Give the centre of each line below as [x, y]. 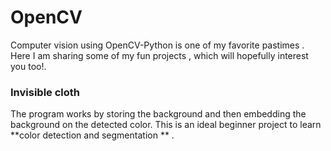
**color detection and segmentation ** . [92, 135]
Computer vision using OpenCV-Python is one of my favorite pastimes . [157, 45]
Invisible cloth [45, 92]
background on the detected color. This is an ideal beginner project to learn [166, 125]
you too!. [28, 66]
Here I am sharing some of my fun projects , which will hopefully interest [159, 55]
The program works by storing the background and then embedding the [158, 114]
